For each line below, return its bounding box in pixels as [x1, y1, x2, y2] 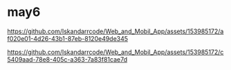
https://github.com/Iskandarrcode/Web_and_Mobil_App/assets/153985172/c [7, 48, 224, 56]
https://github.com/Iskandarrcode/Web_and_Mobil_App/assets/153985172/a [7, 27, 224, 35]
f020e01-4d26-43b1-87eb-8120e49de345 [7, 34, 129, 42]
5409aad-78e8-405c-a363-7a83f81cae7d [7, 55, 128, 63]
